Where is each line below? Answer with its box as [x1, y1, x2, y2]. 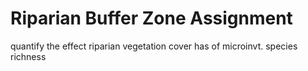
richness [10, 50, 47, 62]
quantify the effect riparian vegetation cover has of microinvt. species [10, 40, 298, 52]
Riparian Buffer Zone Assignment [10, 7, 293, 30]
